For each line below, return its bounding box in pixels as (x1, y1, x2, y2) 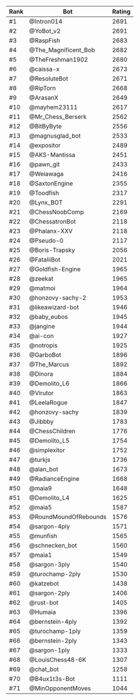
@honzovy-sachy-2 (29, 294, 87, 301)
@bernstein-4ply (29, 618, 77, 626)
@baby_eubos (29, 313, 69, 321)
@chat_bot (29, 665, 59, 673)
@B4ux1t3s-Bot (29, 675, 75, 682)
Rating (112, 8, 131, 15)
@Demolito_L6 (29, 379, 70, 388)
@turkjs (29, 456, 51, 464)
